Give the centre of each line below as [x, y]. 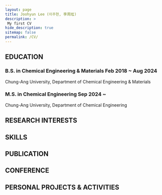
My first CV [19, 23]
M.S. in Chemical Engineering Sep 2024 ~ [56, 94]
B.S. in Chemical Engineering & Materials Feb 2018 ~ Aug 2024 [81, 71]
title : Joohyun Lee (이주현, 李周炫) [41, 14]
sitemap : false [21, 32]
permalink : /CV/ [22, 37]
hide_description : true [29, 28]
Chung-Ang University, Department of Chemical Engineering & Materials [78, 82]
